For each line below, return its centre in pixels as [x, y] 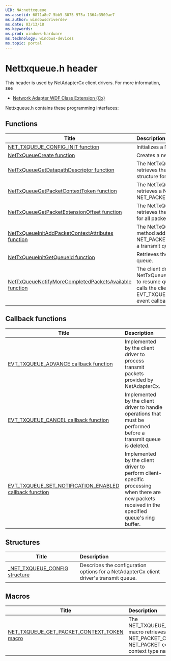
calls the [147, 288]
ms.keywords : [19, 29]
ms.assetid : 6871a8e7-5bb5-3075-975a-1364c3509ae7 [60, 15]
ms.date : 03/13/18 [25, 24]
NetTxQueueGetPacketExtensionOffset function [65, 212]
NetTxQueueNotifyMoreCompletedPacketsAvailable [70, 281]
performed [137, 427]
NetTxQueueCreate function [41, 155]
